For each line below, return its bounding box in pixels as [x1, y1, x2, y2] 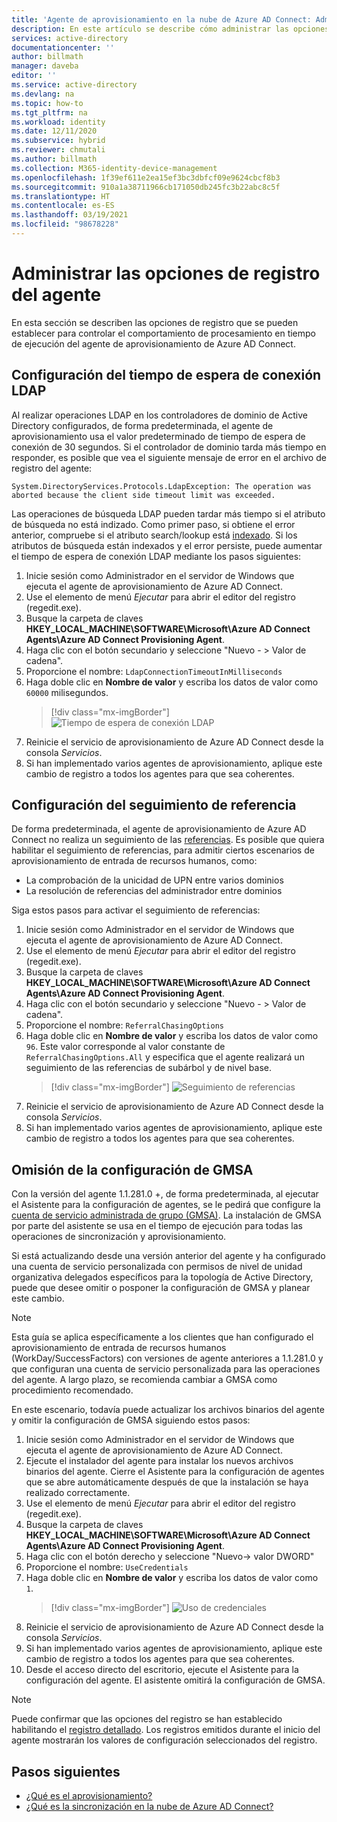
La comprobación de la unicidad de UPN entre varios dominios [25, 874, 284, 886]
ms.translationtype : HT [11, 191, 111, 201]
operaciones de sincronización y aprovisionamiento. [11, 1231, 227, 1243]
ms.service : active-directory [11, 80, 138, 90]
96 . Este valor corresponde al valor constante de [25, 1041, 226, 1053]
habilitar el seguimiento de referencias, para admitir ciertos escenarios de [11, 844, 315, 856]
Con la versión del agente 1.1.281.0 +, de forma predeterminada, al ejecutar [11, 1188, 319, 1200]
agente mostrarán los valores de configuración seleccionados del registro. [11, 1734, 318, 1746]
